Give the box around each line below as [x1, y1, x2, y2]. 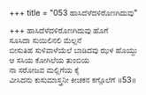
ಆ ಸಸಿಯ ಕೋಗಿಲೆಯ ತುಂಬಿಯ [9, 55, 90, 65]
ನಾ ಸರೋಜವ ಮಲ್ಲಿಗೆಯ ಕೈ [9, 65, 81, 75]
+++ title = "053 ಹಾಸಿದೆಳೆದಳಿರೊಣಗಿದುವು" [9, 8, 138, 18]
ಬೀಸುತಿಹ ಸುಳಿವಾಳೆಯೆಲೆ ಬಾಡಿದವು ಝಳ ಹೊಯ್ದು [9, 45, 139, 55]
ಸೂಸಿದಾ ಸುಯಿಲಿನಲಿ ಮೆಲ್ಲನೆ [9, 35, 82, 45]
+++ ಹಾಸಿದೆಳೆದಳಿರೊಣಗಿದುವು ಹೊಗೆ [9, 26, 109, 35]
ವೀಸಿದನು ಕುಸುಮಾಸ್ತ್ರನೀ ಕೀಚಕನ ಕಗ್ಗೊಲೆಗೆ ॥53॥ [9, 75, 137, 84]
